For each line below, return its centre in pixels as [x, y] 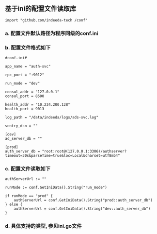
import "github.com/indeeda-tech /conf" [47, 20]
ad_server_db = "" [24, 139]
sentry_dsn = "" [21, 126]
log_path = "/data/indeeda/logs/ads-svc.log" [52, 117]
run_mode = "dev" [23, 84]
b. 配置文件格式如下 [28, 48]
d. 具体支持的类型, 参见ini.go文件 [43, 226]
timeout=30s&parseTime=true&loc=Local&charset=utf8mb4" [63, 156]
